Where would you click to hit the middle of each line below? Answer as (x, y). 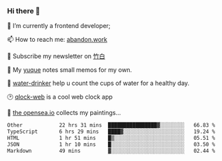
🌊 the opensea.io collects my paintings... (64, 113)
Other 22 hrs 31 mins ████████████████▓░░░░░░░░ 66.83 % (111, 125)
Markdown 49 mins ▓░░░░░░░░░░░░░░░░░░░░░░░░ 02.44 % (111, 151)
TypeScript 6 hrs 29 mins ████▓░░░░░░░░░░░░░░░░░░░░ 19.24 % (111, 132)
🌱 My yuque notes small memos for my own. (70, 70)
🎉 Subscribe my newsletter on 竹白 (56, 56)
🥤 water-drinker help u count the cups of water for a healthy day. (98, 83)
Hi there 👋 (24, 11)
